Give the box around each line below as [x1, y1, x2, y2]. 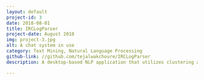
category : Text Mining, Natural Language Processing [6, 48, 143, 54]
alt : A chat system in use [6, 43, 75, 49]
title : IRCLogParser [6, 25, 59, 32]
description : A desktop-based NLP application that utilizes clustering [6, 59, 194, 65]
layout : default [6, 8, 47, 15]
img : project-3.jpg [6, 37, 56, 43]
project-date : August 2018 [6, 31, 75, 37]
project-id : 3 [6, 14, 42, 20]
